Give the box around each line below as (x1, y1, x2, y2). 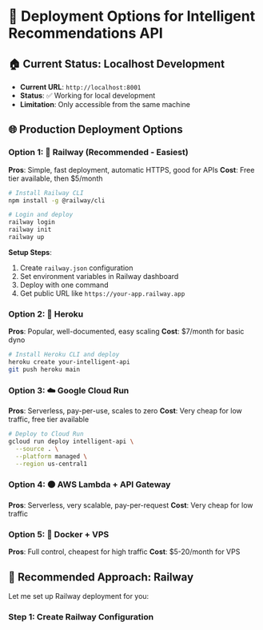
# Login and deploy (8, 211, 74, 219)
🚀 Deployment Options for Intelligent (8, 7, 256, 26)
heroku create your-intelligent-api (8, 358, 130, 366)
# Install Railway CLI (8, 189, 84, 197)
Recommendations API (8, 24, 164, 42)
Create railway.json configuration (19, 263, 133, 273)
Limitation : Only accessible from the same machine (19, 100, 190, 109)
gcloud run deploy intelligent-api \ (8, 437, 134, 446)
